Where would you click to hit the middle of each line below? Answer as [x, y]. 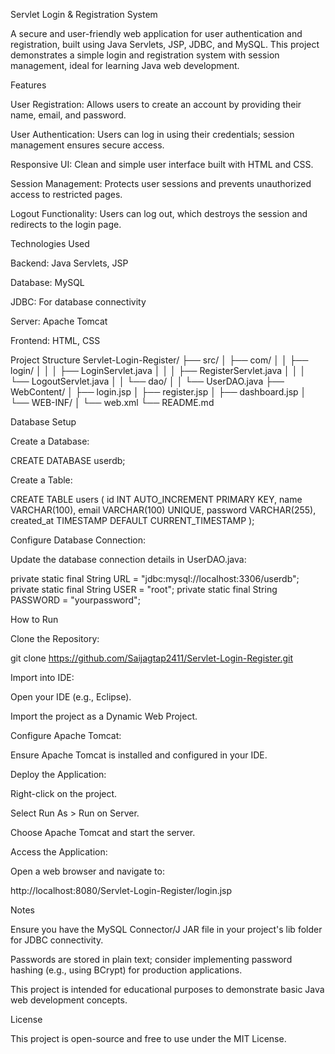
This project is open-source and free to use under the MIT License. [148, 1038]
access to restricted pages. [66, 194]
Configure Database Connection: [78, 540]
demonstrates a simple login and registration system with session [145, 55]
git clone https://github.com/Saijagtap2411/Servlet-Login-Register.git [152, 658]
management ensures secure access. [87, 145]
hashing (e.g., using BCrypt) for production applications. [126, 970]
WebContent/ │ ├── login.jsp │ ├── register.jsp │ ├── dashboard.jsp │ [158, 392]
